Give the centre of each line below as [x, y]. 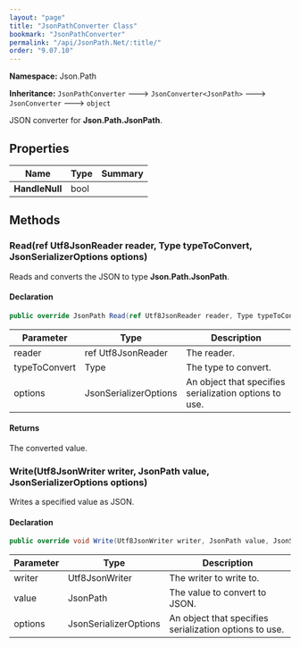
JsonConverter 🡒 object [60, 103]
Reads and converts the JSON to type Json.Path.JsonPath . [120, 276]
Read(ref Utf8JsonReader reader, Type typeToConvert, [131, 246]
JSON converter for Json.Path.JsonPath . [86, 121]
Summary [123, 173]
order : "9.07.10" [42, 51]
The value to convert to [218, 592]
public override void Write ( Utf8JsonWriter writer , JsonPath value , [139, 542]
